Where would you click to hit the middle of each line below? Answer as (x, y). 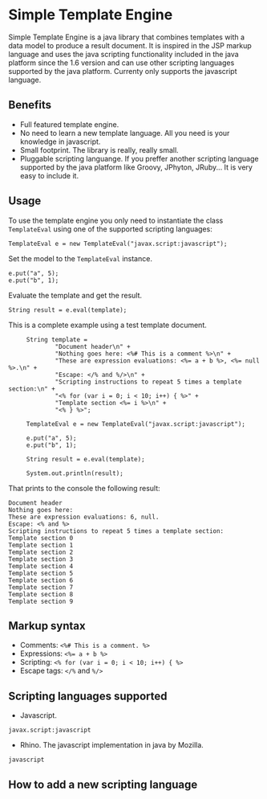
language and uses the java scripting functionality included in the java (123, 54)
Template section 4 (41, 566)
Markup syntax (47, 626)
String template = (57, 339)
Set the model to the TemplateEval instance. (80, 258)
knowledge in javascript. (60, 141)
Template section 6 (41, 580)
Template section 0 (41, 538)
